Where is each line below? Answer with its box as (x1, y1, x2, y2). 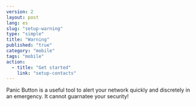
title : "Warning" (6, 37, 50, 43)
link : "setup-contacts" (17, 70, 77, 76)
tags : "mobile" (6, 53, 44, 59)
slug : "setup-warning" (6, 25, 63, 32)
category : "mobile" (6, 48, 55, 54)
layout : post (6, 14, 39, 20)
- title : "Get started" (11, 64, 71, 71)
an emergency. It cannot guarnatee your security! (6, 93, 129, 100)
